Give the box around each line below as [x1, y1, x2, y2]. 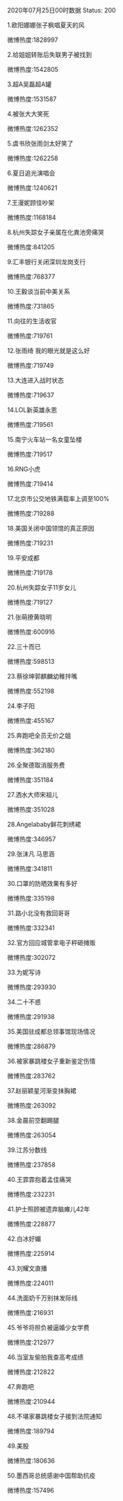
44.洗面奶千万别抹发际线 [7, 1294, 78, 1302]
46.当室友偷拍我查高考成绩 [7, 1353, 84, 1361]
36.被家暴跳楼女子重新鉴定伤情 [7, 1057, 96, 1065]
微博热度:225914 [7, 1250, 55, 1257]
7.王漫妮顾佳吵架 [7, 199, 55, 207]
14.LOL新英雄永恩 [7, 406, 58, 414]
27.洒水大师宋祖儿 [7, 791, 58, 799]
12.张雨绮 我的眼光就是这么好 [7, 347, 90, 355]
